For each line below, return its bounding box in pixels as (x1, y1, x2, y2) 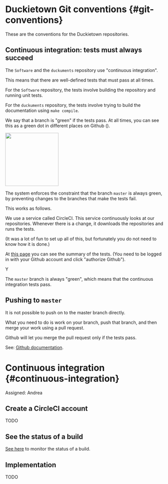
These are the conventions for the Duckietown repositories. (5, 31, 129, 37)
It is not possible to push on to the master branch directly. (5, 309, 125, 315)
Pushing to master (5, 296, 62, 305)
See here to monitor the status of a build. (5, 446, 91, 452)
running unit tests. (5, 92, 43, 98)
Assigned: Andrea (5, 389, 43, 396)
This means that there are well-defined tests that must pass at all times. (5, 77, 154, 83)
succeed (5, 54, 33, 62)
